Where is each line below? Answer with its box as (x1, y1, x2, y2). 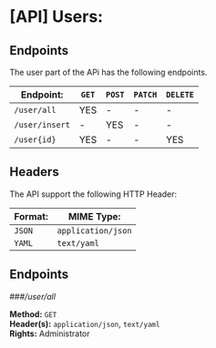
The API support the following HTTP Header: (9, 189, 178, 200)
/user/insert (14, 120, 71, 129)
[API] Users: (9, 6, 103, 27)
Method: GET (9, 308, 57, 320)
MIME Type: (67, 210, 121, 222)
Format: (14, 210, 48, 222)
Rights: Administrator (9, 328, 90, 339)
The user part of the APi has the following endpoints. (9, 67, 208, 77)
